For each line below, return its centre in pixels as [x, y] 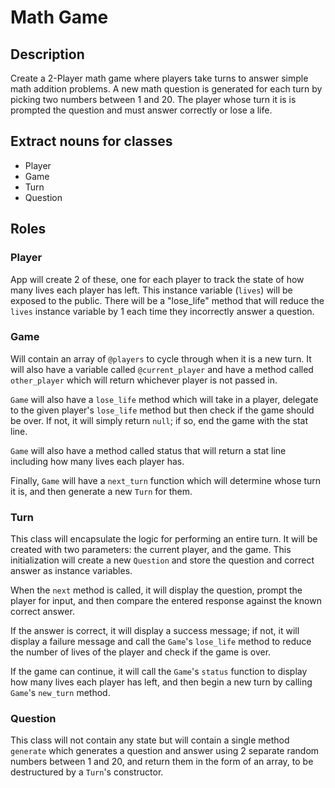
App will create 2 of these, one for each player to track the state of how [157, 279]
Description [47, 54]
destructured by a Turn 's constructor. [87, 772]
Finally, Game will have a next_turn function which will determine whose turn [166, 480]
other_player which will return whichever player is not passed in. [144, 380]
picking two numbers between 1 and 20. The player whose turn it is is [153, 99]
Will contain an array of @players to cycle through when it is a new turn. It [161, 358]
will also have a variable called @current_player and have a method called [162, 369]
